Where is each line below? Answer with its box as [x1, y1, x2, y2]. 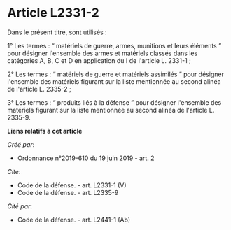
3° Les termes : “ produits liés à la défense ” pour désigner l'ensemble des [7, 98, 222, 106]
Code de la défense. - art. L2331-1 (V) [17, 180, 127, 189]
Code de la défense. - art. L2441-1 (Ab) [17, 215, 131, 224]
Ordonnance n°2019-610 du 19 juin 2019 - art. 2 [17, 154, 155, 162]
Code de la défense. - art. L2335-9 [17, 188, 119, 196]
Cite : [7, 167, 21, 175]
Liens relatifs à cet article [7, 127, 83, 135]
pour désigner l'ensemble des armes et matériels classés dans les [7, 49, 198, 57]
